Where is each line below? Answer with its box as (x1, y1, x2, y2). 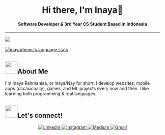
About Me (17, 67, 48, 75)
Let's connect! (17, 111, 63, 120)
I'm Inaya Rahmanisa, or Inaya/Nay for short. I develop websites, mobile (5, 80, 150, 86)
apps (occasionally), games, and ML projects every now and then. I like (5, 86, 149, 92)
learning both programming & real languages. (5, 91, 97, 97)
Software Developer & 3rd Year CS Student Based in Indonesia (18, 21, 147, 27)
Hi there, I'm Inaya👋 (42, 4, 123, 16)
